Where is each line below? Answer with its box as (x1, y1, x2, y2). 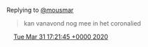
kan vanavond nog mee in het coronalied (23, 19, 141, 27)
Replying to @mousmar (6, 6, 74, 14)
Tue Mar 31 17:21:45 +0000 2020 (13, 32, 109, 41)
